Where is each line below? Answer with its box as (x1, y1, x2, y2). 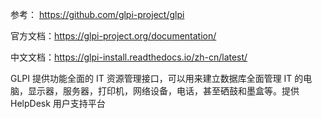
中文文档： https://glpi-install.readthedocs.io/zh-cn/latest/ (10, 51, 248, 63)
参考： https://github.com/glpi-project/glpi (10, 9, 185, 20)
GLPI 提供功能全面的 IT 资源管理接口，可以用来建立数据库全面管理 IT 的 (10, 73, 304, 84)
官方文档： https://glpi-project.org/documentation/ (10, 30, 217, 42)
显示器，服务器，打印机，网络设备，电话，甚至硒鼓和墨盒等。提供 (27, 85, 300, 97)
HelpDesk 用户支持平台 (10, 98, 106, 109)
